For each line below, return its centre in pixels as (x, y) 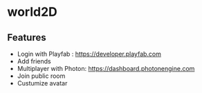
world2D (32, 12)
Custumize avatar (42, 83)
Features (27, 38)
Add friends (34, 61)
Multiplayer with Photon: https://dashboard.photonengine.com (106, 69)
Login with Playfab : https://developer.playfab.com (89, 54)
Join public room (41, 76)
